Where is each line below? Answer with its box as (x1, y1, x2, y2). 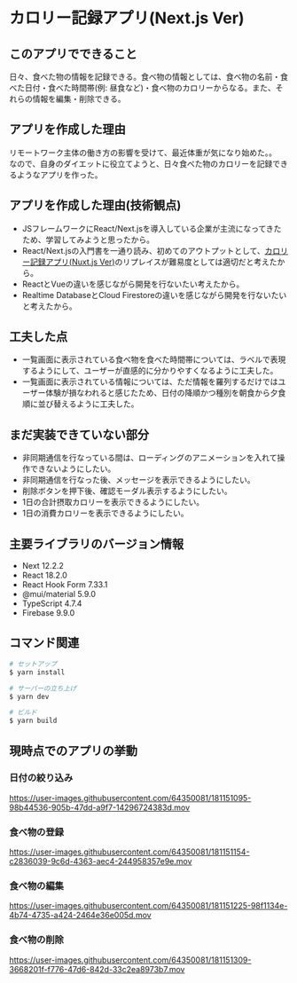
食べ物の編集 (9, 880, 65, 893)
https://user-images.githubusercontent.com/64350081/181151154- (9, 846, 250, 857)
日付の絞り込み (9, 772, 74, 784)
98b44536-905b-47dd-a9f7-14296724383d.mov (9, 802, 191, 813)
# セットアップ (9, 659, 58, 668)
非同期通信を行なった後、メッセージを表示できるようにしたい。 (21, 475, 255, 485)
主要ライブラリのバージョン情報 (9, 536, 184, 551)
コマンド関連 (9, 635, 80, 650)
